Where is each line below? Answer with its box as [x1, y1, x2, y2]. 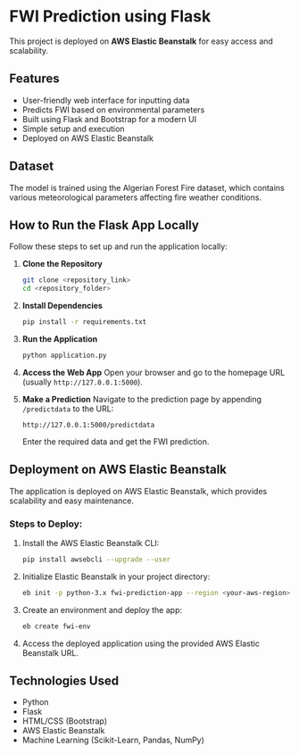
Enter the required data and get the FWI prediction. [21, 435, 210, 447]
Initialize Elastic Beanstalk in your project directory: [21, 571, 211, 582]
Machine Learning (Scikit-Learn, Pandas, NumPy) [21, 734, 205, 746]
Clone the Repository [21, 259, 103, 269]
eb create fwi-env [21, 622, 91, 631]
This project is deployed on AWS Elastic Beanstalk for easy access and [9, 36, 274, 46]
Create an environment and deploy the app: [21, 604, 183, 615]
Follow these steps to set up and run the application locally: [9, 241, 228, 252]
